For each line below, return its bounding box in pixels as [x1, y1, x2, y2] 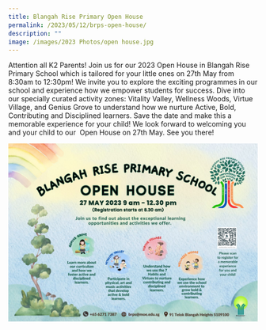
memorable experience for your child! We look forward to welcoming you [8, 119, 247, 129]
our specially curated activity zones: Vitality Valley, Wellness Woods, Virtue [8, 94, 253, 104]
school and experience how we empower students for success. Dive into [8, 85, 245, 95]
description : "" [8, 29, 62, 37]
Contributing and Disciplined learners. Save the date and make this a [8, 111, 232, 120]
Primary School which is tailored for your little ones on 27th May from [8, 69, 235, 78]
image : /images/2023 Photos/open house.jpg [8, 38, 154, 46]
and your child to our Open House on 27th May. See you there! [8, 127, 215, 138]
